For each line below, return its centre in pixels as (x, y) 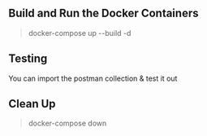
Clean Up (32, 104)
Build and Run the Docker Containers (103, 13)
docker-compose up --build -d (80, 33)
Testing (28, 59)
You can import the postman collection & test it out (93, 78)
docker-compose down (67, 123)
